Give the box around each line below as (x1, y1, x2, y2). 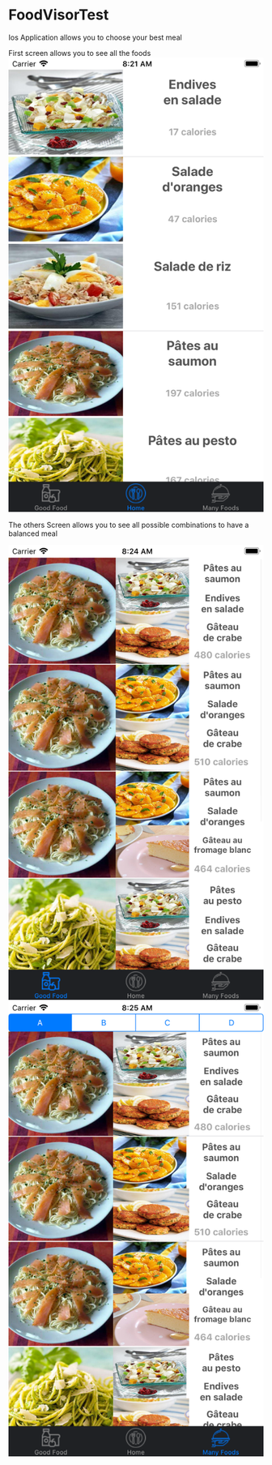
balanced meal (8, 529, 58, 538)
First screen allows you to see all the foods (8, 48, 151, 58)
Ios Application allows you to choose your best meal (8, 32, 182, 42)
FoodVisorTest (8, 6, 109, 24)
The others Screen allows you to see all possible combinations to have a (8, 520, 249, 530)
